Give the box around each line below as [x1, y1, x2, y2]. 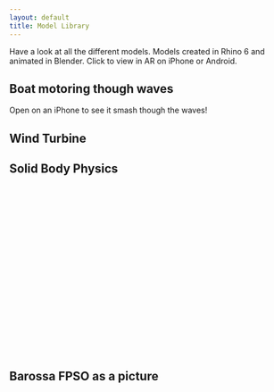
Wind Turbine [9, 130, 87, 146]
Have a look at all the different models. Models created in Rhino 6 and [9, 46, 265, 56]
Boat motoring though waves [9, 81, 174, 96]
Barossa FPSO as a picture [9, 368, 159, 384]
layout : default [9, 13, 70, 22]
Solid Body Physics [9, 162, 119, 177]
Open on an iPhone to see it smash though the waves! [9, 104, 208, 116]
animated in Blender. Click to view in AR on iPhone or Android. [9, 55, 238, 66]
